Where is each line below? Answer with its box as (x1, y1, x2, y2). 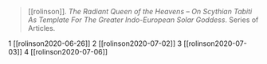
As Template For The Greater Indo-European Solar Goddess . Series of (27, 15, 259, 24)
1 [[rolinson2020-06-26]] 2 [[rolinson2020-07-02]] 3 (8, 39, 182, 48)
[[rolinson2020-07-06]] (30, 47, 108, 56)
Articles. (27, 24, 56, 32)
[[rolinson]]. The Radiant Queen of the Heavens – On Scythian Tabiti (27, 7, 253, 16)
